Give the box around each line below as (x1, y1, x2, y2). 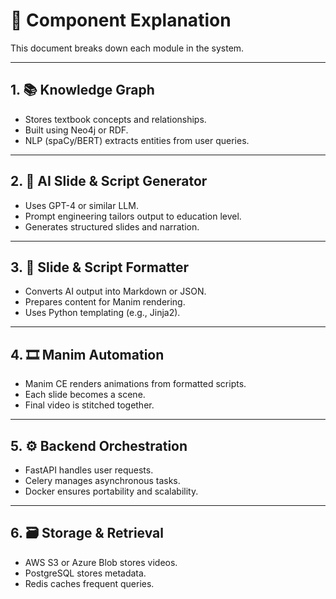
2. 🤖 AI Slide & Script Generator (10, 173, 208, 190)
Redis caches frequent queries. (24, 577, 155, 589)
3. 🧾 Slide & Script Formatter (10, 259, 190, 276)
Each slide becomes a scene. (24, 389, 146, 401)
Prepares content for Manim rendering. (24, 296, 186, 308)
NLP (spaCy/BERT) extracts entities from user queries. (24, 134, 250, 146)
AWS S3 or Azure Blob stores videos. (24, 556, 178, 568)
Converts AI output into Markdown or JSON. (24, 285, 207, 298)
